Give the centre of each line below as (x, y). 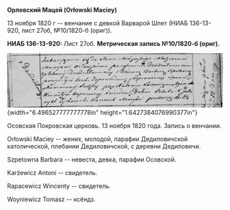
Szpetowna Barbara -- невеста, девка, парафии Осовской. (92, 159)
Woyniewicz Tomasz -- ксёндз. (51, 199)
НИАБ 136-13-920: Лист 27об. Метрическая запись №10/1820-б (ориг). (114, 43)
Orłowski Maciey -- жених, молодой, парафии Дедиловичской (98, 139)
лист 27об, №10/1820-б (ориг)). (67, 30)
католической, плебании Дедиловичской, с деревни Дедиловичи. (104, 146)
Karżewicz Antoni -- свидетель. (52, 172)
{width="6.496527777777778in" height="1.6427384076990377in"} (102, 112)
